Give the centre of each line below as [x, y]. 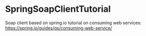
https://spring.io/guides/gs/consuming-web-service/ [58, 28]
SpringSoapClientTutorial [58, 9]
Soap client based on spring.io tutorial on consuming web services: [73, 23]
